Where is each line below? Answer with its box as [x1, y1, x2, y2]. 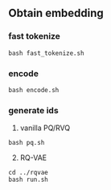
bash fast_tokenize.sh [8, 49, 84, 57]
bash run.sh [8, 175, 48, 184]
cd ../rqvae [8, 169, 48, 177]
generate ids [8, 104, 59, 116]
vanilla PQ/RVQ [19, 123, 71, 133]
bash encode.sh [8, 86, 60, 94]
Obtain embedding [8, 6, 105, 20]
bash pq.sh [8, 139, 45, 147]
